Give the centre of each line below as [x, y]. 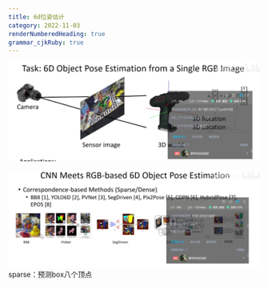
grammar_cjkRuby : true [46, 42]
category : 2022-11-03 [44, 25]
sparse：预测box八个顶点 [50, 274]
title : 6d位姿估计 [37, 17]
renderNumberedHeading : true [57, 34]
